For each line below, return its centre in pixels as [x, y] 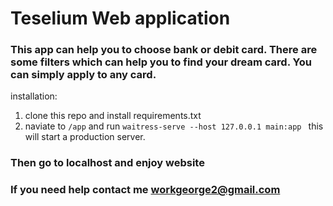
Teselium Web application [120, 18]
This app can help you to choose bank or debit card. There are [164, 50]
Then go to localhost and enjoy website [107, 163]
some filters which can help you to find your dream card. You [161, 62]
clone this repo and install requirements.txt [113, 116]
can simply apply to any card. [83, 75]
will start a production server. [85, 137]
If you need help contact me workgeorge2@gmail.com [145, 190]
